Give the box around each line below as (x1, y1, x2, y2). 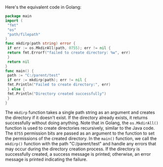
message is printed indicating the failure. (5, 156, 87, 162)
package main (5, 14, 32, 19)
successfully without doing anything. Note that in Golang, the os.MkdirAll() (5, 120, 159, 126)
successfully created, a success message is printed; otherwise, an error (5, 151, 151, 157)
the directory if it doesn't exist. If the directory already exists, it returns (5, 114, 148, 120)
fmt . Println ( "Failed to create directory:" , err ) (7, 82, 111, 87)
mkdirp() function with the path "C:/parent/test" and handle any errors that (5, 140, 156, 146)
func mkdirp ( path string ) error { (5, 41, 76, 46)
